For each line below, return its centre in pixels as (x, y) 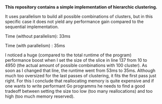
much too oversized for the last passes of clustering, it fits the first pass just (81, 76)
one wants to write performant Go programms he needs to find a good (75, 86)
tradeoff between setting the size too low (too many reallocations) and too (79, 91)
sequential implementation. (32, 27)
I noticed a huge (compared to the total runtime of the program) (68, 55)
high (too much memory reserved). (40, 96)
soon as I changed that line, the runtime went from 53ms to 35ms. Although (80, 70)
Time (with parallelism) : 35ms (35, 45)
